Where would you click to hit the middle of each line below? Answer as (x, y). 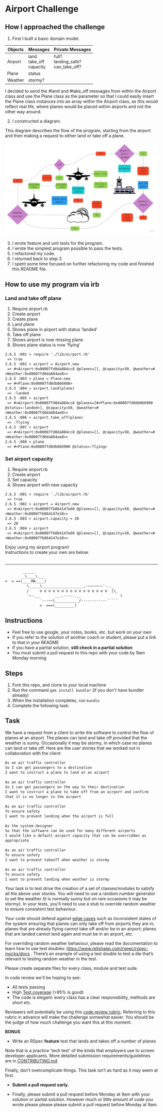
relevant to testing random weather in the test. (51, 958)
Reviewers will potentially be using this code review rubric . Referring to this (80, 1012)
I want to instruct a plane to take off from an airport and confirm (77, 792)
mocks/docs (17, 954)
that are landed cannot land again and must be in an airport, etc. (69, 934)
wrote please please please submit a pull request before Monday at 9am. (85, 1104)
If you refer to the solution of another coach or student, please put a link (84, 637)
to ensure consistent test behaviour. (41, 909)
